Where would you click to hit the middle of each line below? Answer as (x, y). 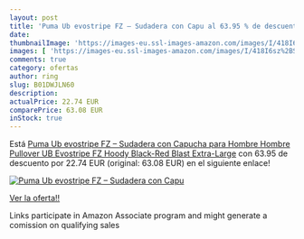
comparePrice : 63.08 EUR (56, 110)
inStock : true (36, 118)
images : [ (28, 51)
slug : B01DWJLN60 (42, 85)
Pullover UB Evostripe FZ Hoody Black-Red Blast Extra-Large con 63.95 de (148, 153)
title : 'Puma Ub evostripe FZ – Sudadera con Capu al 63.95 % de (135, 26)
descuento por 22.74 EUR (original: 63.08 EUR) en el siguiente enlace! (140, 163)
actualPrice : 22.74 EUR (54, 101)
